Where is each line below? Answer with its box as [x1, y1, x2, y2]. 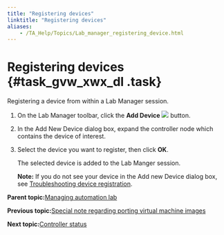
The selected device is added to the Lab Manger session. [17, 159, 181, 167]
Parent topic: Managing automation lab [7, 193, 118, 202]
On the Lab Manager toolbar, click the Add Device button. [17, 112, 191, 120]
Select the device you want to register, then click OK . [17, 146, 169, 154]
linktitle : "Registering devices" [7, 17, 107, 24]
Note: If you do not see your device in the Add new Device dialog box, [17, 173, 218, 181]
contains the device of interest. [17, 132, 106, 141]
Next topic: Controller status [7, 220, 87, 229]
